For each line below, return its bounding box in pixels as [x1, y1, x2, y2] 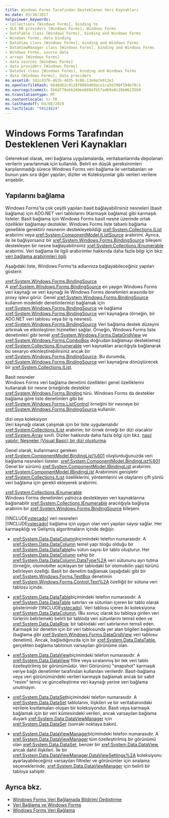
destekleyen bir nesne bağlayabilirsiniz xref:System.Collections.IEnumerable [5, 242, 164, 248]
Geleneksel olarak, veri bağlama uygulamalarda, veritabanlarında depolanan [5, 155, 163, 161]
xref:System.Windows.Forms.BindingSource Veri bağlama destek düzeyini [5, 321, 159, 327]
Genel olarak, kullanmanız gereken [5, 447, 77, 453]
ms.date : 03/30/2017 [5, 12, 49, 17]
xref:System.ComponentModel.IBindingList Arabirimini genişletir [5, 469, 138, 475]
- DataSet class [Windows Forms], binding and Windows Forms [5, 69, 137, 74]
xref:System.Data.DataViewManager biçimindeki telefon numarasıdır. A [12, 731, 159, 737]
